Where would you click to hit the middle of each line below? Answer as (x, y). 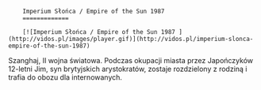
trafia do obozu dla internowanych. (65, 77)
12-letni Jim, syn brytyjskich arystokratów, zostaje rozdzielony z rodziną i (128, 69)
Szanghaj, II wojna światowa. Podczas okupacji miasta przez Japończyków (131, 60)
